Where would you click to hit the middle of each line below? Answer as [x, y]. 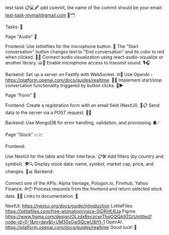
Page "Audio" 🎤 [21, 37]
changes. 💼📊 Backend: [30, 171]
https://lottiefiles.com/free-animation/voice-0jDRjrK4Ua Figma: [71, 211]
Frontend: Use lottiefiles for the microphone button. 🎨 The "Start [72, 46]
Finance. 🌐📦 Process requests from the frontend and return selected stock [84, 189]
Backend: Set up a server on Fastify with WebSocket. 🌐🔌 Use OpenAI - [79, 74]
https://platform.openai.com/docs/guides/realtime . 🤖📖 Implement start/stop [84, 80]
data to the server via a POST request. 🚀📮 [48, 112]
